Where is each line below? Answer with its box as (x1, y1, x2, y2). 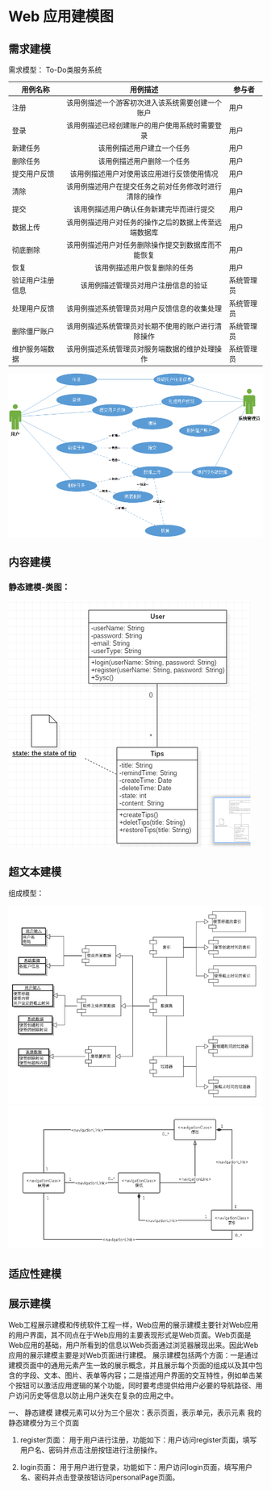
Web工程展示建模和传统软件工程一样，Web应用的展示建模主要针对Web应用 (8, 1320, 259, 1329)
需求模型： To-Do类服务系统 (8, 65, 102, 74)
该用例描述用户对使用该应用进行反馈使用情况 (69, 169, 219, 178)
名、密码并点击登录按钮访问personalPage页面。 (19, 1472, 180, 1482)
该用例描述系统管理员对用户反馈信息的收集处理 (66, 303, 223, 313)
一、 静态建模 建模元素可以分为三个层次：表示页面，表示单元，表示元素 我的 (8, 1408, 262, 1417)
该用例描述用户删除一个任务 (98, 156, 191, 165)
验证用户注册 (11, 275, 55, 285)
